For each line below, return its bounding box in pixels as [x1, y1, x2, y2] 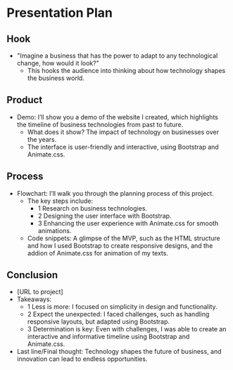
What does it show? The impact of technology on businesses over [27, 128, 220, 136]
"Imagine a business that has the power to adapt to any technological [16, 51, 218, 60]
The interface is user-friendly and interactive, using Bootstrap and [27, 143, 219, 151]
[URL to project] [16, 288, 64, 296]
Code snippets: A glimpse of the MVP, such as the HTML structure [27, 234, 221, 242]
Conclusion [6, 269, 58, 282]
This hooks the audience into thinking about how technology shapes [27, 67, 226, 74]
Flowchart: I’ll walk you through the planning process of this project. [16, 189, 214, 197]
